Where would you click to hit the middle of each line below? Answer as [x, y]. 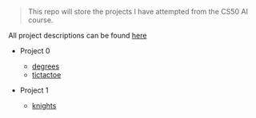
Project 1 [34, 90]
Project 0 [35, 51]
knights [44, 106]
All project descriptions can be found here [78, 35]
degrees [46, 66]
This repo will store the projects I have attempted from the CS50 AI [138, 12]
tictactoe [46, 75]
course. [40, 20]
